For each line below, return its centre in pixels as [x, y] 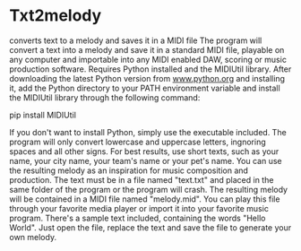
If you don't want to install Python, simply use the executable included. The [148, 132]
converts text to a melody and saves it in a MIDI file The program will [136, 40]
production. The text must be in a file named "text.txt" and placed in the [142, 179]
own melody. [33, 237]
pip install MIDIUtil [43, 115]
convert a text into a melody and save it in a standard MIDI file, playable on [147, 49]
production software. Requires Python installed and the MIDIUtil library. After [150, 69]
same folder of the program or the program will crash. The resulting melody [149, 189]
